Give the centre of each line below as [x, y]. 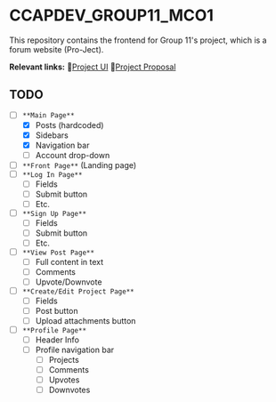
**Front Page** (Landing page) [79, 165]
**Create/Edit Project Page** [78, 291]
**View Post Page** [58, 253]
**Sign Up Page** [54, 213]
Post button [57, 310]
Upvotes [64, 380]
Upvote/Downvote [69, 282]
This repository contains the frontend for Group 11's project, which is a [138, 40]
